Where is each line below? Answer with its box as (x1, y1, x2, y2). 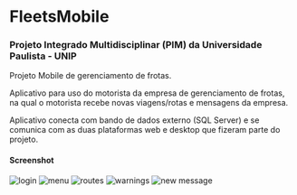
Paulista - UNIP (9, 50, 77, 62)
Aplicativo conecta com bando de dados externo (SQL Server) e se (9, 115, 260, 125)
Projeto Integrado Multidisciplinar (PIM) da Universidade (9, 39, 263, 51)
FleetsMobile (9, 6, 110, 27)
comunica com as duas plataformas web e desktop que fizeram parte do (9, 125, 281, 135)
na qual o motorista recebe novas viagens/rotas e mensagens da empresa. (9, 97, 289, 108)
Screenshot (9, 155, 54, 166)
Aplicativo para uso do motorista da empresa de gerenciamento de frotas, (9, 88, 285, 98)
